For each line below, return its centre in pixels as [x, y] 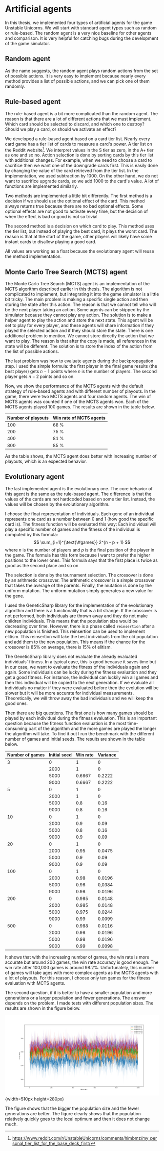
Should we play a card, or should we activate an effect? [61, 129]
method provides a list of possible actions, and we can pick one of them [77, 81]
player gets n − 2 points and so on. [40, 376]
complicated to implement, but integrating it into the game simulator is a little [82, 294]
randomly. [15, 86]
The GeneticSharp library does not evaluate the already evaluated [71, 656]
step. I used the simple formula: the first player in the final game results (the [81, 366]
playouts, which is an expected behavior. [46, 461]
